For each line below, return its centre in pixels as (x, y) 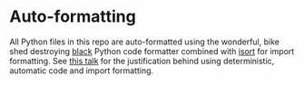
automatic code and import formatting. (82, 71)
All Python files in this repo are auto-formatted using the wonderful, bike (144, 42)
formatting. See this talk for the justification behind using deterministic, (142, 61)
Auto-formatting (73, 17)
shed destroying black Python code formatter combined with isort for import (152, 51)
